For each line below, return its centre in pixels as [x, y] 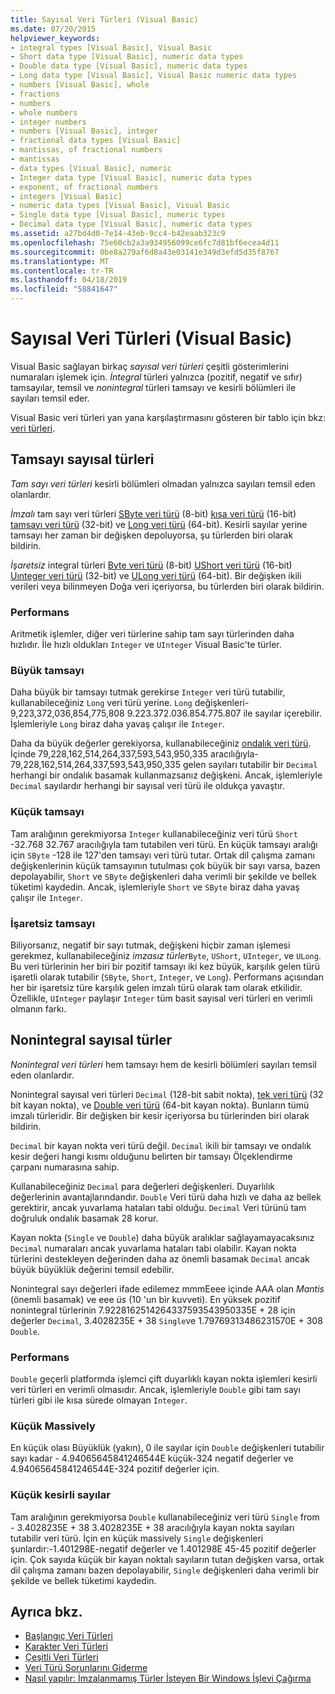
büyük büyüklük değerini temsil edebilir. [92, 1269]
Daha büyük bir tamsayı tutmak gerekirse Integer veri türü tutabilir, [148, 692]
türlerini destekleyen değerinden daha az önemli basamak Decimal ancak [160, 1258]
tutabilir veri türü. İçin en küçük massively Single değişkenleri [137, 1538]
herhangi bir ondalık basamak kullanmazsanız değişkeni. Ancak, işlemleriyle [166, 775]
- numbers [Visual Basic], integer [84, 131]
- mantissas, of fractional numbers [86, 150]
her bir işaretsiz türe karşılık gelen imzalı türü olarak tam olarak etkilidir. [156, 987]
